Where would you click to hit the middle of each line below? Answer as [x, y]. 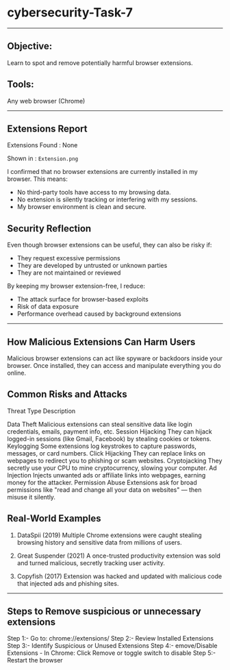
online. [16, 373]
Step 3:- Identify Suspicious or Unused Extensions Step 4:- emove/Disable [112, 646]
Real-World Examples [54, 519]
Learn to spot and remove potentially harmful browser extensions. [100, 62]
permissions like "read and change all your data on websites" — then [104, 489]
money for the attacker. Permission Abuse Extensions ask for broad [102, 482]
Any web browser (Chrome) [46, 101]
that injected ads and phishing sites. [68, 583]
